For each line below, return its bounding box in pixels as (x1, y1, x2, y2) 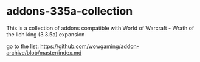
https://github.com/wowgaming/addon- (40, 43, 139, 50)
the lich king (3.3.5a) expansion (6, 30, 85, 38)
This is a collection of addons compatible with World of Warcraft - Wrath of (6, 24, 195, 32)
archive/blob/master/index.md (6, 49, 82, 56)
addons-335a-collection (6, 4, 133, 18)
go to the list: (6, 43, 40, 50)
